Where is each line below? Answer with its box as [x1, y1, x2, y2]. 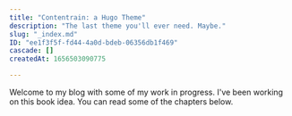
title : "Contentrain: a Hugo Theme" [9, 12, 146, 22]
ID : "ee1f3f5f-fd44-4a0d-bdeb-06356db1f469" [9, 37, 178, 47]
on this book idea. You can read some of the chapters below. [9, 96, 234, 107]
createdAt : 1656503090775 [9, 54, 106, 63]
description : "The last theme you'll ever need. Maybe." [9, 21, 227, 30]
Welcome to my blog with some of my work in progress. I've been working [9, 87, 284, 97]
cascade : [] [9, 46, 54, 55]
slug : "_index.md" [9, 29, 78, 38]
